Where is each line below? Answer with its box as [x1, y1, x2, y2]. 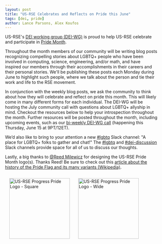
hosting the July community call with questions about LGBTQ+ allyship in [5, 104, 150, 110]
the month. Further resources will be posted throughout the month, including [5, 114, 158, 120]
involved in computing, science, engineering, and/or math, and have [5, 59, 141, 65]
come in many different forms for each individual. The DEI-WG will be [5, 99, 143, 105]
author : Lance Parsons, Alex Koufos [5, 20, 79, 26]
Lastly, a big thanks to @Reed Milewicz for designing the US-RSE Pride [5, 154, 147, 160]
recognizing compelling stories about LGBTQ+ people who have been [5, 54, 144, 60]
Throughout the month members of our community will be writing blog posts [5, 49, 158, 54]
